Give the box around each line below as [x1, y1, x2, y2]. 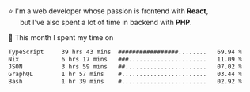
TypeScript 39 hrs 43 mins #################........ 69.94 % [8, 48, 243, 56]
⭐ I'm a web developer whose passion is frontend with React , [8, 6, 209, 16]
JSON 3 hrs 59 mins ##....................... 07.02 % [8, 62, 243, 71]
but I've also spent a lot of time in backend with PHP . [19, 18, 192, 27]
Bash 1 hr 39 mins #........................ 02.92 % [8, 77, 243, 85]
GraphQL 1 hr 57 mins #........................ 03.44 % [8, 70, 243, 78]
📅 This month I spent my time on [8, 33, 114, 42]
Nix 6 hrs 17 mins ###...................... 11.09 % [8, 55, 243, 63]
